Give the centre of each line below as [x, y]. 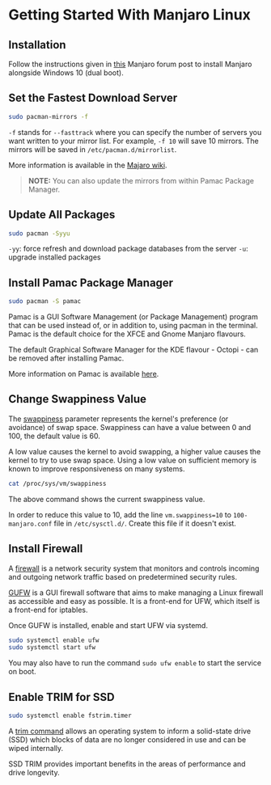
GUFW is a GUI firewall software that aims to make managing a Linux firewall [136, 593]
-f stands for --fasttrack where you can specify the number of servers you [135, 132]
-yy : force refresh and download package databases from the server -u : [128, 249]
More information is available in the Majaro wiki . [88, 165]
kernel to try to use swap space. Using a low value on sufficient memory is [133, 460]
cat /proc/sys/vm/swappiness [57, 483]
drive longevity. [34, 772]
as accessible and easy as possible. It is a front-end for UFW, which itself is [134, 601]
